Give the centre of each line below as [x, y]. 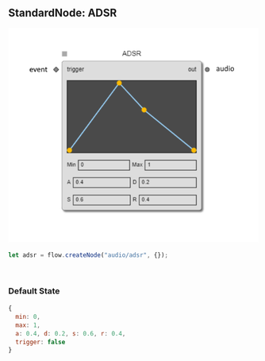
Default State [34, 291]
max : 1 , [28, 325]
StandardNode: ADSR [63, 13]
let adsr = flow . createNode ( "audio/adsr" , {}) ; [88, 255]
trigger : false [40, 342]
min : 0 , [28, 316]
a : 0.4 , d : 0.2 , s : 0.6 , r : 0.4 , [71, 333]
